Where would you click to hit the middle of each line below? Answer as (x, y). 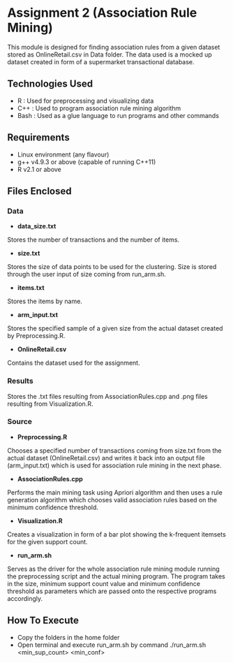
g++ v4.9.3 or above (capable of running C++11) (87, 161)
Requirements (38, 138)
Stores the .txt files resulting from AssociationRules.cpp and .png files (107, 396)
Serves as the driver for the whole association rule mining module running (113, 569)
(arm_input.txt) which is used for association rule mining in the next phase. (114, 465)
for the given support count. (48, 541)
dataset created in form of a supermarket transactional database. (101, 61)
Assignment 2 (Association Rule (102, 13)
